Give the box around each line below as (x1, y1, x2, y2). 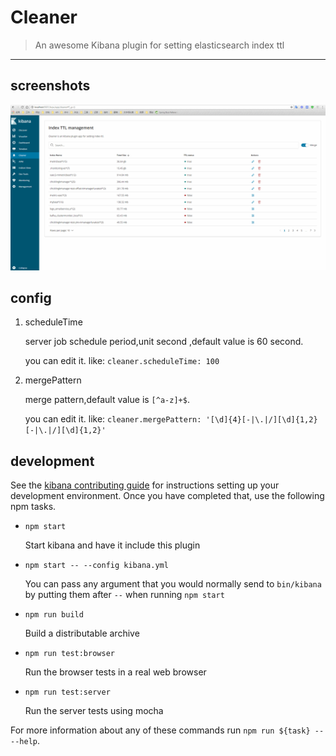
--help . (10, 735, 40, 747)
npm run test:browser (24, 649, 115, 659)
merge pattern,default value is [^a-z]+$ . (24, 394, 190, 406)
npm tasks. (10, 501, 57, 513)
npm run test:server (24, 687, 111, 698)
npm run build (24, 610, 84, 620)
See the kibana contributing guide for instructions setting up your (10, 479, 280, 491)
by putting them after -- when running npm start (24, 589, 225, 601)
